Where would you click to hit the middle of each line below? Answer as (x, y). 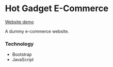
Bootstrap (22, 54)
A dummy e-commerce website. (37, 31)
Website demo (19, 22)
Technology (19, 44)
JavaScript (23, 60)
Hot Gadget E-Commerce (57, 8)
